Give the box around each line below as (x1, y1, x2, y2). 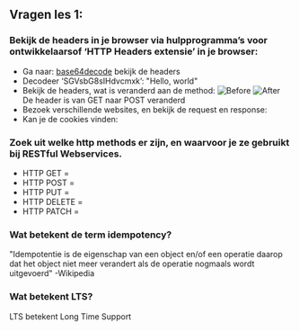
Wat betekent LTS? (9, 291, 93, 303)
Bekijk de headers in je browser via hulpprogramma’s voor (9, 34, 268, 47)
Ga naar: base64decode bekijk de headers (22, 66, 181, 76)
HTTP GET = (22, 167, 70, 178)
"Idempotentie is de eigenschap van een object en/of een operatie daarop (9, 249, 283, 260)
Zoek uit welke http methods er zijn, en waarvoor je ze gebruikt (9, 136, 290, 148)
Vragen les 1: (9, 7, 84, 22)
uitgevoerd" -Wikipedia (9, 268, 95, 279)
